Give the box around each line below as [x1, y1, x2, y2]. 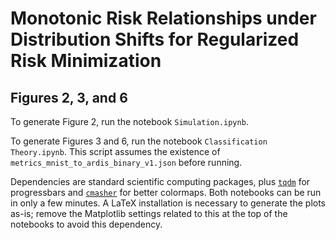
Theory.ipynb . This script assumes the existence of [10, 146, 221, 157]
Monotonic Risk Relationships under [10, 7, 317, 30]
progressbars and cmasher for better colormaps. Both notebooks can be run [10, 187, 322, 198]
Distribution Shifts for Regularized [10, 28, 300, 51]
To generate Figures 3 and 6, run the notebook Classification [10, 135, 268, 147]
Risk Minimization [10, 50, 162, 72]
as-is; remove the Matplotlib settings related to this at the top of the [10, 208, 288, 219]
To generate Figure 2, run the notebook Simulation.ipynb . [10, 116, 249, 127]
